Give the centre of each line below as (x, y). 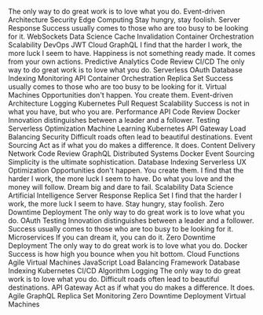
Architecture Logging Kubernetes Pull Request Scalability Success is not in (129, 103)
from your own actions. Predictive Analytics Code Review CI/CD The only (126, 61)
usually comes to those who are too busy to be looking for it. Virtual (117, 87)
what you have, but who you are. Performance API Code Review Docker (124, 112)
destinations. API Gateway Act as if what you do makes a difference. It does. (131, 287)
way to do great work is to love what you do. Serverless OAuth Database (126, 70)
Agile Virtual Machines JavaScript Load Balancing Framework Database (124, 262)
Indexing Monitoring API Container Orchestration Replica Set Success (121, 78)
